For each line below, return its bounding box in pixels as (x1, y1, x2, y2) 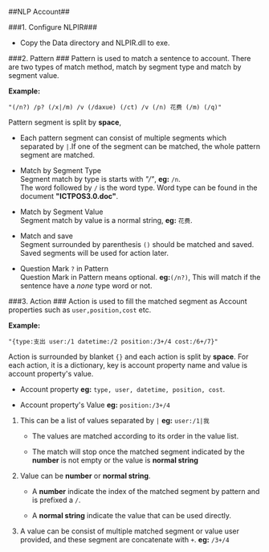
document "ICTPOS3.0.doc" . (19, 192, 119, 200)
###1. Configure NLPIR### (8, 23, 98, 31)
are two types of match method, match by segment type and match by (8, 62, 242, 72)
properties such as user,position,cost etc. (8, 305, 152, 315)
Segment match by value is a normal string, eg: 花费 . (19, 216, 193, 225)
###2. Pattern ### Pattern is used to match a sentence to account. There (8, 54, 251, 63)
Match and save (19, 231, 74, 241)
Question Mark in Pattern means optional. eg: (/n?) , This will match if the (19, 273, 261, 282)
